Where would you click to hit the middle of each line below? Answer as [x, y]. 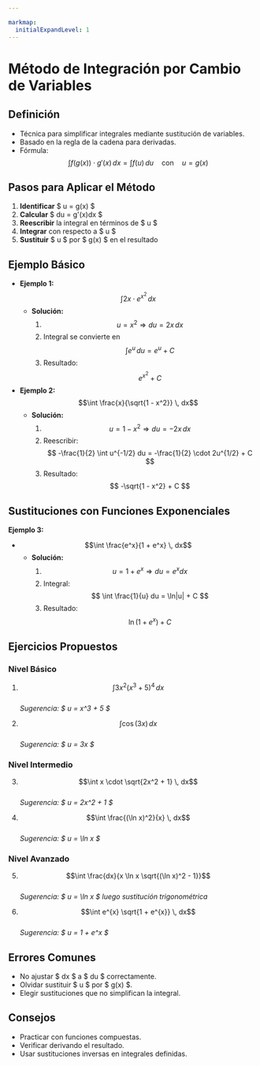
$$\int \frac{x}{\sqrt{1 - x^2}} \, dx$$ [138, 402]
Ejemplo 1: [37, 284]
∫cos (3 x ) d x [138, 723]
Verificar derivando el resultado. [72, 1045]
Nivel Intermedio [41, 764]
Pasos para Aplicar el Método [82, 187]
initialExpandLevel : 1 [52, 30]
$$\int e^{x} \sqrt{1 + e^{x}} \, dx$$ [138, 912]
